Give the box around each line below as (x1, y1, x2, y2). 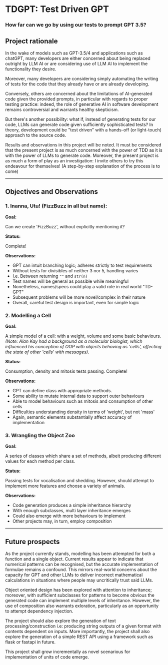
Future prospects (5, 537, 60, 546)
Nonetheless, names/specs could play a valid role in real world (12, 283, 141, 289)
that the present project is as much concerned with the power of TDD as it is (5, 147, 162, 153)
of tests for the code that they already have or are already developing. (5, 81, 149, 87)
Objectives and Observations (5, 187, 98, 196)
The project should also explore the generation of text (5, 618, 116, 624)
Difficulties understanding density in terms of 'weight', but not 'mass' (12, 409, 155, 415)
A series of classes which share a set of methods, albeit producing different (5, 453, 161, 459)
